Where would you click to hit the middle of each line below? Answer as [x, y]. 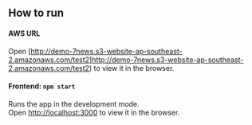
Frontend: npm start [42, 86]
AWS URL [24, 33]
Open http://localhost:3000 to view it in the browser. [94, 112]
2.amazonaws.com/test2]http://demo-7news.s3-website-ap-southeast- [126, 60]
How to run [36, 13]
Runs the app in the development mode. [74, 104]
